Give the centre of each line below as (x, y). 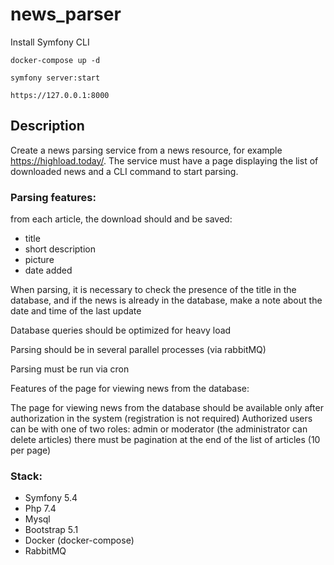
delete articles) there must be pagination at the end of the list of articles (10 (165, 440)
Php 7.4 (40, 509)
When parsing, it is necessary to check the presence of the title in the (153, 290)
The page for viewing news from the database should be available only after (167, 408)
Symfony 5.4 (51, 498)
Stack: (26, 476)
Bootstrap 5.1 (51, 530)
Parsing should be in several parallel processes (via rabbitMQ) (138, 350)
